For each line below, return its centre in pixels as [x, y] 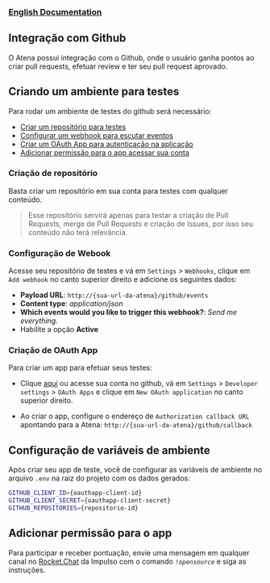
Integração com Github [67, 38]
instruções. [27, 570]
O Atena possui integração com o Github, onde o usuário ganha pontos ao [131, 57]
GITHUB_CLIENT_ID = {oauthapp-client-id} [75, 493]
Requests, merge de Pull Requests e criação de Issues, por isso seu [141, 224]
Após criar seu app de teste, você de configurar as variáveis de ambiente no [135, 470]
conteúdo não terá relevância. [78, 232]
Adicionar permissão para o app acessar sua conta [104, 153]
